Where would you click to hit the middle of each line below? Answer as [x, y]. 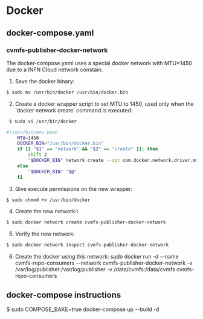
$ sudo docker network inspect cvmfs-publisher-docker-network [88, 245]
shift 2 [37, 155]
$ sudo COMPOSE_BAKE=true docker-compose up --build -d [83, 309]
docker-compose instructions [64, 295]
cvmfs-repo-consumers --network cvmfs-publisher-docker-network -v [104, 263]
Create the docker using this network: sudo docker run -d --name [97, 257]
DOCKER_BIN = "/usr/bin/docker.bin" [60, 143]
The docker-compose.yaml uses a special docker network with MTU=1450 [99, 63]
